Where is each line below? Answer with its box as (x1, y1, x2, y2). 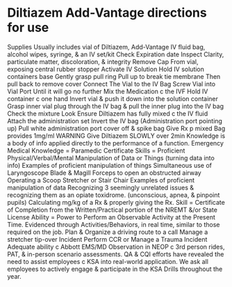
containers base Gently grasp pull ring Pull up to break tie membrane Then (7, 72, 221, 81)
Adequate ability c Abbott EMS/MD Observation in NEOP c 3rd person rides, (7, 242, 225, 251)
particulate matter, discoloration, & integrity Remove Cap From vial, (7, 57, 199, 65)
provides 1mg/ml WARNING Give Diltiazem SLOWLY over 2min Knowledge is (7, 131, 226, 140)
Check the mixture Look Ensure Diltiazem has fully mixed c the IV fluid (7, 109, 208, 118)
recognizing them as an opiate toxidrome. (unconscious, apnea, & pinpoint (7, 190, 220, 199)
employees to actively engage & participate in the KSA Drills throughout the (7, 265, 223, 273)
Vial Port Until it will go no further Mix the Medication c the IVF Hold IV (7, 87, 208, 95)
